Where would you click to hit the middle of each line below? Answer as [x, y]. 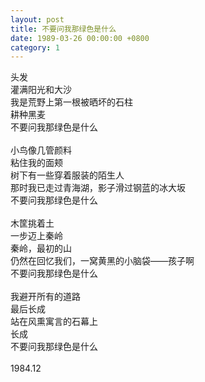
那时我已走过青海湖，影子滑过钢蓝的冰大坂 [98, 188]
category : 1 [35, 47]
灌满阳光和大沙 [41, 90]
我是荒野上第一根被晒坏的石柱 [71, 102]
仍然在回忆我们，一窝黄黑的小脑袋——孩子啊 [102, 261]
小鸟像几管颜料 [41, 150]
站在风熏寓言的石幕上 [54, 322]
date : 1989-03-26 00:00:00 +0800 [80, 38]
